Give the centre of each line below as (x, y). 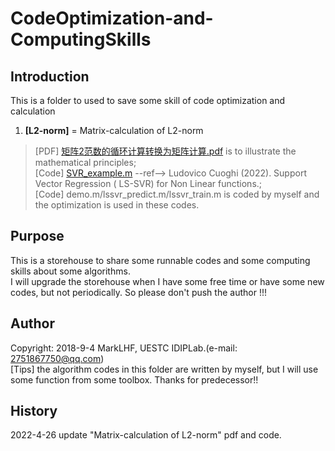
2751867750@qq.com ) (57, 358)
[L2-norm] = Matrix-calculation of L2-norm (114, 130)
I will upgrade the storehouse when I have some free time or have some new (167, 281)
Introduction (50, 76)
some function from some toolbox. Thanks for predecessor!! (134, 379)
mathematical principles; (85, 162)
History (34, 411)
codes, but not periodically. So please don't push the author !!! (138, 292)
